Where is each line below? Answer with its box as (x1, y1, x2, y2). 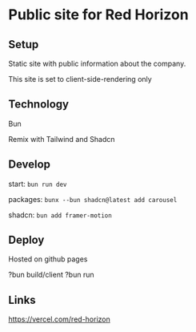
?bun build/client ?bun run (8, 270, 94, 280)
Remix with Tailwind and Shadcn (8, 134, 115, 144)
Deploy (8, 233, 45, 247)
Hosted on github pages (8, 254, 88, 264)
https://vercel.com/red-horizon (8, 314, 110, 324)
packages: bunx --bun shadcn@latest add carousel (8, 194, 178, 204)
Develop (8, 158, 50, 172)
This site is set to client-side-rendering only (8, 75, 152, 83)
